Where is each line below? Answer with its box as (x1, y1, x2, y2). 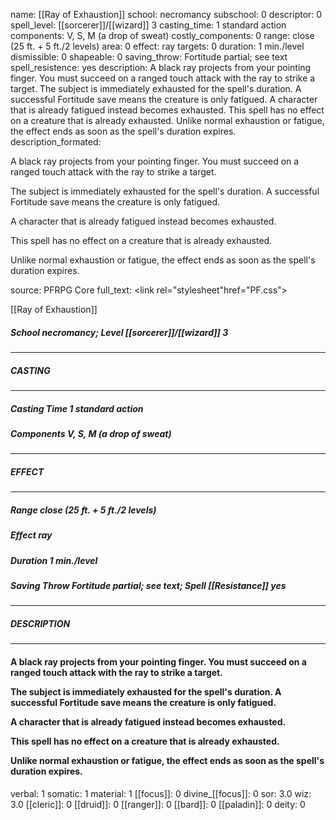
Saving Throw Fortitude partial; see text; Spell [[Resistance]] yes (10, 579, 287, 591)
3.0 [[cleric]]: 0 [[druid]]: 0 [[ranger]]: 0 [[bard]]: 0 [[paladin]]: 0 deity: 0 (10, 798, 306, 810)
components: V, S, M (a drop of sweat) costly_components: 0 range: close (10, 30, 315, 41)
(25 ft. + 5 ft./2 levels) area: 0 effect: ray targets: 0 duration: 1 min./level (10, 40, 305, 52)
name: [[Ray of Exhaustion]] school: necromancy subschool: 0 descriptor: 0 (10, 9, 323, 20)
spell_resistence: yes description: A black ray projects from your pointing (10, 62, 312, 73)
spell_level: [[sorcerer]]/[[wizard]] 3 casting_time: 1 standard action (10, 19, 287, 31)
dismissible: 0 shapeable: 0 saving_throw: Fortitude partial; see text (10, 51, 288, 63)
